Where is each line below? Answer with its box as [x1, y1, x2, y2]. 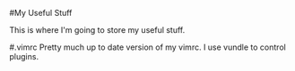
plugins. [9, 51, 39, 61]
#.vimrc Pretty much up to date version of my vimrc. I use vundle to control [9, 42, 287, 52]
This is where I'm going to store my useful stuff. [9, 25, 186, 35]
